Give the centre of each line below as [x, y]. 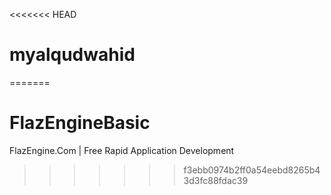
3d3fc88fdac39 [216, 180]
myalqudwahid [72, 55]
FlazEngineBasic [80, 123]
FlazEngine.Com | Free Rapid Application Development [122, 150]
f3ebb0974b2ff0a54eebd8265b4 [252, 170]
